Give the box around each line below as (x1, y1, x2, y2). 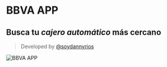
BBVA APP (6, 4, 59, 17)
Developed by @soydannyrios (20, 43, 94, 50)
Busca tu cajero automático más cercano (6, 27, 162, 37)
